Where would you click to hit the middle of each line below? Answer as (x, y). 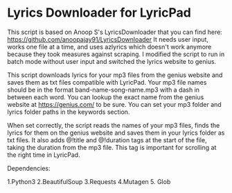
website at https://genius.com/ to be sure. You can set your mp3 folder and (114, 104)
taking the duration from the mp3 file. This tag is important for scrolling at (112, 147)
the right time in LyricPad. (44, 155)
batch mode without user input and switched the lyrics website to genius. (112, 61)
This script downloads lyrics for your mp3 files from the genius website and (115, 75)
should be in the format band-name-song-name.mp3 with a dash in (103, 90)
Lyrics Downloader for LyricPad (99, 13)
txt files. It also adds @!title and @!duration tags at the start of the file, (107, 140)
